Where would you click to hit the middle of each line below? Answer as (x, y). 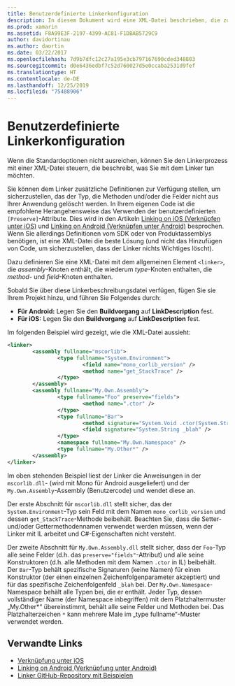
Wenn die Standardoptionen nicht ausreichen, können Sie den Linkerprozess (117, 161)
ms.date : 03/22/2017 (37, 53)
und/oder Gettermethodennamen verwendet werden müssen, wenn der (110, 526)
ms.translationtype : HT (42, 72)
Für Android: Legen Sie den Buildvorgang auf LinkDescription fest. (115, 311)
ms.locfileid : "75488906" (45, 92)
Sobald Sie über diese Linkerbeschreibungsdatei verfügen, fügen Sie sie (112, 290)
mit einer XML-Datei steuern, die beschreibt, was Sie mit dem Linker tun (111, 168)
